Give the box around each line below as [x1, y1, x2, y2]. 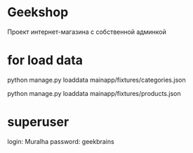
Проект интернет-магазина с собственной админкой [7, 27, 166, 36]
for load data [7, 52, 83, 68]
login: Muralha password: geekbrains [7, 137, 114, 145]
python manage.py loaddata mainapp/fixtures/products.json [7, 89, 181, 97]
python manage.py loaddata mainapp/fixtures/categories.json [7, 75, 186, 84]
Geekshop [7, 4, 69, 20]
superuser [7, 114, 69, 130]
